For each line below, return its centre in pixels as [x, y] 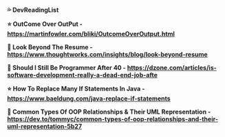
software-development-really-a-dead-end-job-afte [83, 75]
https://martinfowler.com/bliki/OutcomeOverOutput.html [91, 34]
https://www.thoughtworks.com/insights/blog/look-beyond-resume [107, 54]
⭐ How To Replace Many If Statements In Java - [76, 89]
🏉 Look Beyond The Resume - [50, 47]
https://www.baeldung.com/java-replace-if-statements [89, 98]
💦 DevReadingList [33, 10]
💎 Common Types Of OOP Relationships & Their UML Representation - [109, 112]
